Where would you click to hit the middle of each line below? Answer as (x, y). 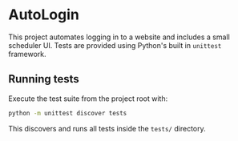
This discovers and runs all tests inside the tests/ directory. (107, 128)
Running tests (44, 79)
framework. (27, 54)
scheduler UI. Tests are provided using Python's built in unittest (115, 45)
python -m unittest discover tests (68, 113)
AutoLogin (44, 15)
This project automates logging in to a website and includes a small (119, 37)
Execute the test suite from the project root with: (88, 99)
